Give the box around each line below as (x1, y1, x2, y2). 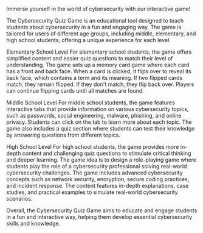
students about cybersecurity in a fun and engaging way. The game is (6, 24, 182, 30)
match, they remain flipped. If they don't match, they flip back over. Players (6, 81, 194, 88)
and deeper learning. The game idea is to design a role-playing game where (6, 156, 196, 163)
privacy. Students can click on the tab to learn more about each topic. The (6, 118, 192, 126)
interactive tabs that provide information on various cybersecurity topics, (6, 106, 189, 112)
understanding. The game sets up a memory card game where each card (6, 61, 190, 68)
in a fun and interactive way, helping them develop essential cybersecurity (6, 213, 193, 220)
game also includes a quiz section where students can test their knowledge (6, 125, 195, 132)
